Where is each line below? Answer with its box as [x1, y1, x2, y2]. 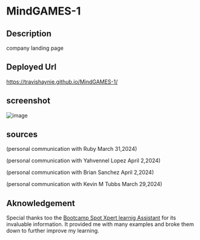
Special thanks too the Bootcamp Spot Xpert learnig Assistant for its [6, 214, 176, 222]
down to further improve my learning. [6, 227, 99, 235]
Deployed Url [6, 62, 57, 72]
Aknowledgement [6, 198, 76, 208]
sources [6, 129, 38, 140]
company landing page [6, 44, 64, 52]
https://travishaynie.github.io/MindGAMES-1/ [6, 78, 118, 85]
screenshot [6, 96, 50, 106]
